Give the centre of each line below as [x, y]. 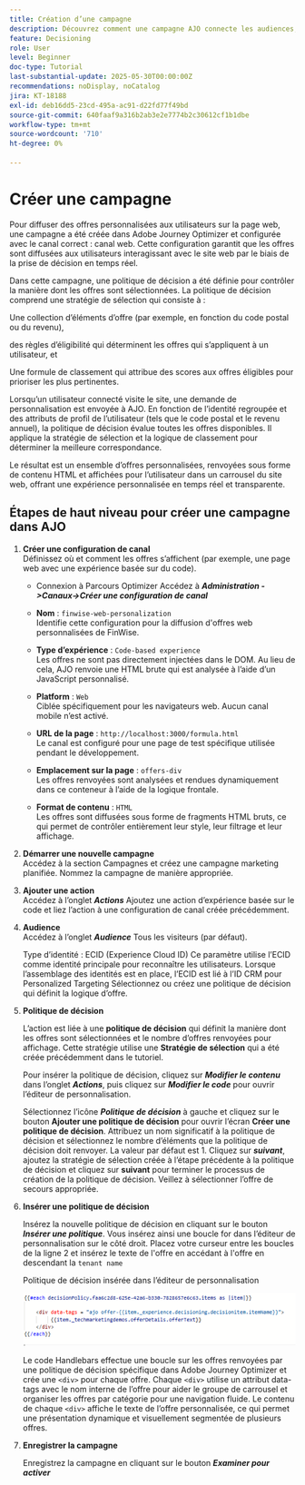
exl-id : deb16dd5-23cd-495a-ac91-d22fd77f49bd [99, 105]
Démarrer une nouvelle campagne [88, 853]
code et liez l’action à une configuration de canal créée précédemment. [156, 910]
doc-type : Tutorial [46, 67]
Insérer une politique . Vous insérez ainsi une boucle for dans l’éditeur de [159, 1234]
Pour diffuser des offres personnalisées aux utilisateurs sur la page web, [145, 224]
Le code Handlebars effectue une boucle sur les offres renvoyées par [152, 1361]
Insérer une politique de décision [86, 1206]
